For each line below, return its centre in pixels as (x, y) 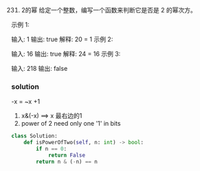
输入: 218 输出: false (40, 68)
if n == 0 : (52, 149)
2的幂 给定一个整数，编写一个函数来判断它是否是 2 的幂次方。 (109, 10)
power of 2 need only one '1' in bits (71, 124)
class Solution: (34, 136)
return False (66, 155)
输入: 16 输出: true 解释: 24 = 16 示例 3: (66, 54)
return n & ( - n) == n (67, 161)
